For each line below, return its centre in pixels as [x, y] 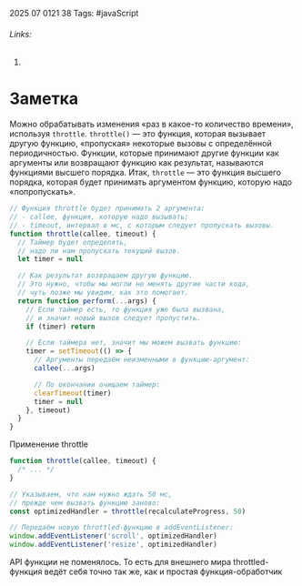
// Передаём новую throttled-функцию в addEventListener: [121, 528]
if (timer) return [60, 327]
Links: [20, 34]
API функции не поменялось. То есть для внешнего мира [121, 562]
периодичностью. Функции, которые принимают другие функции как [144, 153]
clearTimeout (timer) [72, 393]
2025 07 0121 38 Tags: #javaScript [74, 13]
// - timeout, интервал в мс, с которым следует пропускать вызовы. [142, 225]
